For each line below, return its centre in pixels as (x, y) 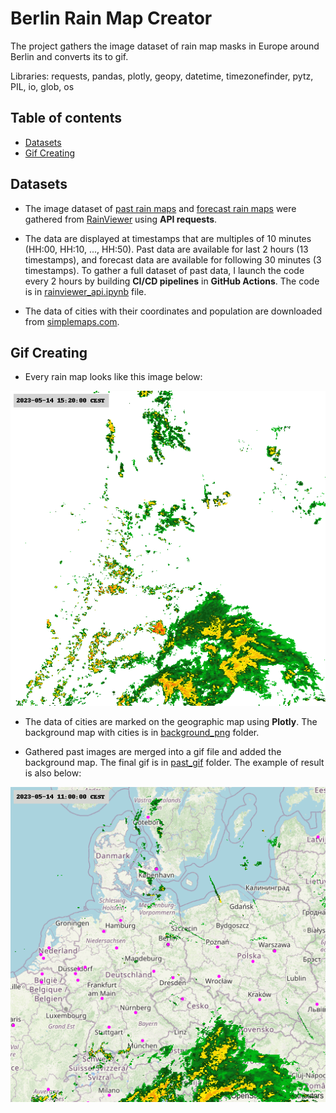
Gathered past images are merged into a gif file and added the (153, 752)
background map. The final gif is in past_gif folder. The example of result (174, 763)
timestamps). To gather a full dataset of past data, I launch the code (164, 270)
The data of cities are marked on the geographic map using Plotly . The (171, 722)
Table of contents (66, 118)
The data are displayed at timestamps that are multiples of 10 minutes (168, 238)
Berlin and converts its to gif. (69, 56)
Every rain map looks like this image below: (113, 377)
